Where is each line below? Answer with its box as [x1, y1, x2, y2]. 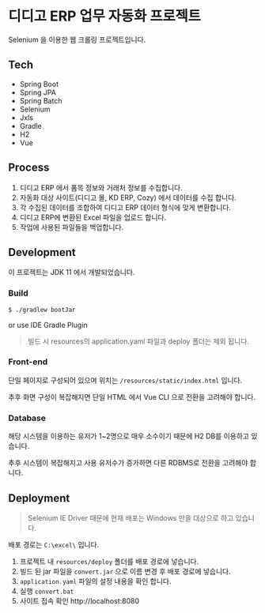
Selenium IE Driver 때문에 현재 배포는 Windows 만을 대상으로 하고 [27, 513, 234, 522]
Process [8, 161, 50, 175]
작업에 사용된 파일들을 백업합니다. [19, 222, 124, 231]
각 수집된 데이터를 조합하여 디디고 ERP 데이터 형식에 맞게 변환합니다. [19, 202, 232, 212]
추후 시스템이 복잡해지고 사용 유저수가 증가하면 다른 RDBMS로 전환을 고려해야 [8, 458, 248, 468]
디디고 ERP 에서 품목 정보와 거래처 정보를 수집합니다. [19, 182, 184, 192]
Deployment [8, 491, 70, 505]
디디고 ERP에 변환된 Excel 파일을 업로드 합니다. [19, 212, 167, 222]
